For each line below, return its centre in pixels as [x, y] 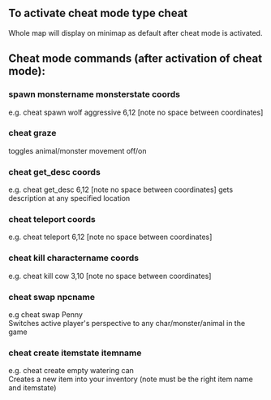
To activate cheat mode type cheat [98, 13]
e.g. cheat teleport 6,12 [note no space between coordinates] [110, 237]
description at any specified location [69, 198]
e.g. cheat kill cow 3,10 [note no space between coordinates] [110, 276]
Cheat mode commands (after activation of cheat [135, 59]
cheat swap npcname [52, 297]
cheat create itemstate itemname [75, 353]
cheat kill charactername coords [74, 258]
